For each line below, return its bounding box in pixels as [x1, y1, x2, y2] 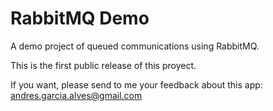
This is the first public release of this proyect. [10, 59, 197, 71]
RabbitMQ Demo [10, 7, 150, 30]
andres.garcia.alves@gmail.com [10, 89, 143, 101]
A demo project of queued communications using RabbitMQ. [10, 40, 260, 52]
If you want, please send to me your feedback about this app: [10, 78, 263, 91]
